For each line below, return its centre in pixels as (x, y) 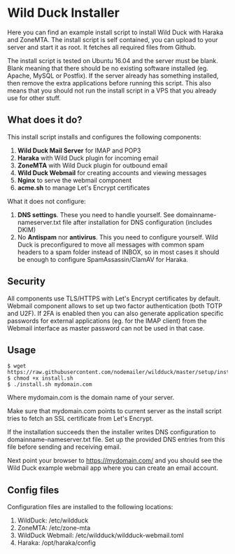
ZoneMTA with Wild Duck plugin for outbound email (92, 165)
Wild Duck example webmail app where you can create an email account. (113, 468)
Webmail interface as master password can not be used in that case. (106, 328)
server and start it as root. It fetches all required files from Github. (102, 47)
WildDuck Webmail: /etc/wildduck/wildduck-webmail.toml (100, 535)
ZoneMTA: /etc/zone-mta (54, 528)
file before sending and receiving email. (64, 447)
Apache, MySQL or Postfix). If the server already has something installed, (113, 76)
